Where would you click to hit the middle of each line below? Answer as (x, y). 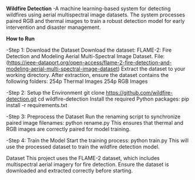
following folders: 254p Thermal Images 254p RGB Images (77, 81)
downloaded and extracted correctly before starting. (70, 171)
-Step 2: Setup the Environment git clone (55, 93)
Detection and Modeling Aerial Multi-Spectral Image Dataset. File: (85, 56)
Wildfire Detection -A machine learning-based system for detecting (88, 9)
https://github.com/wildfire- (139, 93)
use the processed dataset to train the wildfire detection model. (83, 147)
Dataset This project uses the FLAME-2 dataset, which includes (83, 158)
